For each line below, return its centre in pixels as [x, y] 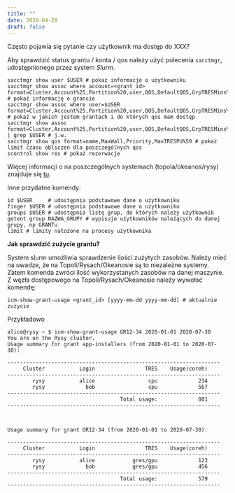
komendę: [22, 287]
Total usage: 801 [164, 399]
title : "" [22, 14]
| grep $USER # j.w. [37, 136]
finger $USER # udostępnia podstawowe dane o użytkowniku [93, 207]
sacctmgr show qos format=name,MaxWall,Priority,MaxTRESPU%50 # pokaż [112, 142]
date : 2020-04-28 [33, 20]
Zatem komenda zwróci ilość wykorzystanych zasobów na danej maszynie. [116, 273]
